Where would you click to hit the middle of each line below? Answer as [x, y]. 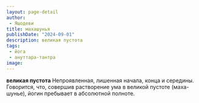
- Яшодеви [21, 23]
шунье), [16, 93]
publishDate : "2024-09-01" [40, 35]
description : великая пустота [45, 40]
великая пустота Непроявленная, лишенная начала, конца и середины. [100, 80]
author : [16, 18]
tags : [13, 46]
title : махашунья [28, 29]
